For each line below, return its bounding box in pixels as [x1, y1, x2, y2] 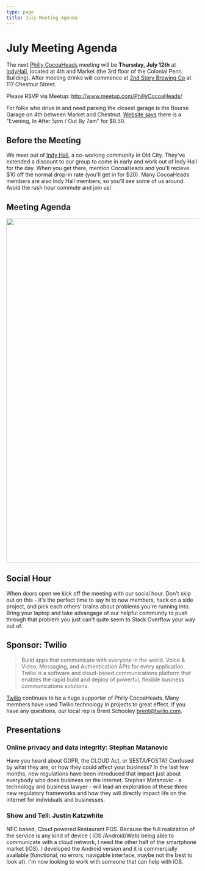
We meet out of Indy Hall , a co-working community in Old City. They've [6, 151, 185, 159]
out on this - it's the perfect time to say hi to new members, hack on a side [6, 596, 193, 604]
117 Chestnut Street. [6, 81, 57, 88]
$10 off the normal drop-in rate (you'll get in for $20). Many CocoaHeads [6, 171, 190, 178]
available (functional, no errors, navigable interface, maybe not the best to [6, 851, 193, 859]
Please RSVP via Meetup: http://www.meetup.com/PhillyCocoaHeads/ [6, 92, 183, 100]
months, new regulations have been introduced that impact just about [6, 770, 181, 777]
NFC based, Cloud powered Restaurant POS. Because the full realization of [6, 825, 195, 832]
